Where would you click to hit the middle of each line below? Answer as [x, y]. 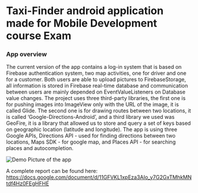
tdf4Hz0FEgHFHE [28, 184]
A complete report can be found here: [52, 171]
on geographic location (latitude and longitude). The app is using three [92, 129]
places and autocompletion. [40, 148]
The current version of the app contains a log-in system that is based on [94, 67]
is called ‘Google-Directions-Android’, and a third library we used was [90, 117]
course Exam [39, 36]
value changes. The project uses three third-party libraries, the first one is [96, 98]
